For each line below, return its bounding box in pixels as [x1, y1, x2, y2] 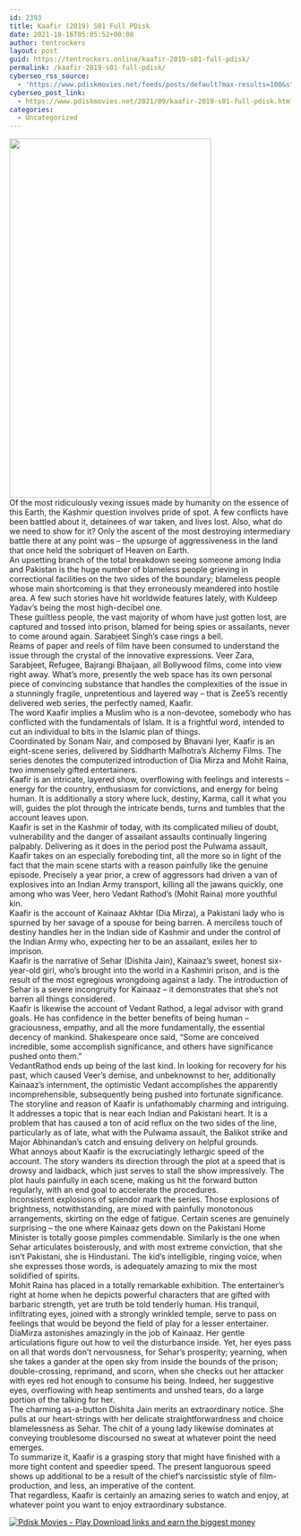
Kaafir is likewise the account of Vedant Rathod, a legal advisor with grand [9, 1003, 284, 1014]
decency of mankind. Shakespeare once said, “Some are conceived [9, 1032, 260, 1043]
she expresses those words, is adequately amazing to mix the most [9, 1261, 258, 1272]
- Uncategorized [17, 113, 78, 122]
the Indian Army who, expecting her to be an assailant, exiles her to [9, 936, 258, 948]
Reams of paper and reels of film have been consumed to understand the [9, 640, 280, 651]
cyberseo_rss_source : [9, 72, 90, 81]
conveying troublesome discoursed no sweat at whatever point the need [9, 1433, 277, 1443]
